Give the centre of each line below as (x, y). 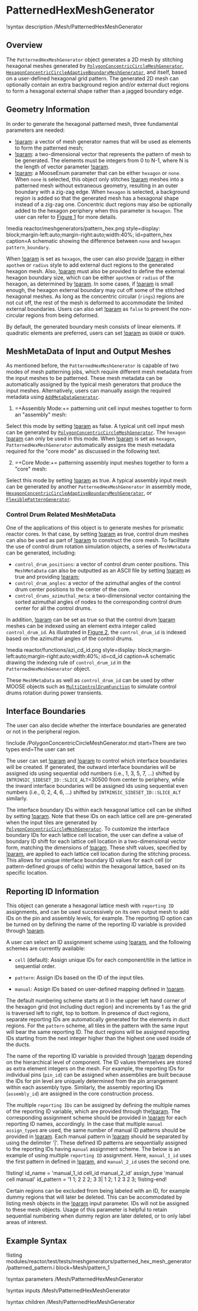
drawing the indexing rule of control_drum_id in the (69, 662)
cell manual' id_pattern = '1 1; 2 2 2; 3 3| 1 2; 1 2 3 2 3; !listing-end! (87, 1179)
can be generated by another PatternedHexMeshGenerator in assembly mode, (99, 487)
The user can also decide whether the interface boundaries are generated (96, 725)
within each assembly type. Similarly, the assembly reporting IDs (85, 1088)
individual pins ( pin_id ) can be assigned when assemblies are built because (98, 1075)
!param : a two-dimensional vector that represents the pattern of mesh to (103, 154)
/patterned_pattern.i (30, 1268)
